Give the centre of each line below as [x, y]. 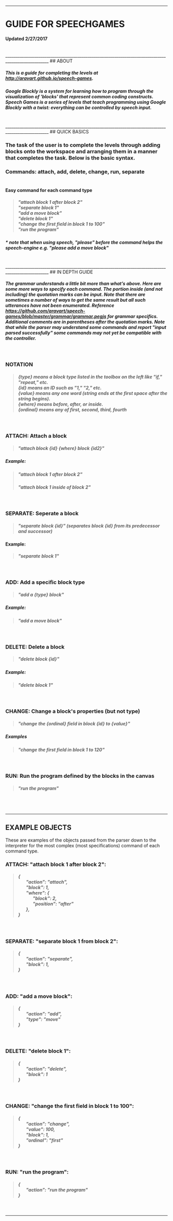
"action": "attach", [47, 882]
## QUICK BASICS [69, 131]
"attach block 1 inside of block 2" [54, 487]
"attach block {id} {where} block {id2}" [61, 448]
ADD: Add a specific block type [45, 582]
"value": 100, [41, 1129]
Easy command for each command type [49, 190]
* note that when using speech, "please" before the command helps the [84, 242]
